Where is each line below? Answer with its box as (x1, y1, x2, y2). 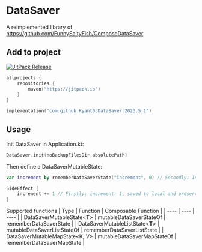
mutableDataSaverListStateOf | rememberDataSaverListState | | (6, 226, 164, 234)
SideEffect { (6, 185, 39, 191)
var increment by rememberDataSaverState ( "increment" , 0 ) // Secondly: (6, 175, 189, 181)
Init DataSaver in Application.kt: (6, 140, 84, 148)
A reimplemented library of (6, 23, 73, 31)
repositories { (17, 80, 55, 86)
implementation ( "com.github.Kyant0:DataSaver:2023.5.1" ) (6, 108, 152, 114)
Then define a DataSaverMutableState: (6, 163, 103, 170)
